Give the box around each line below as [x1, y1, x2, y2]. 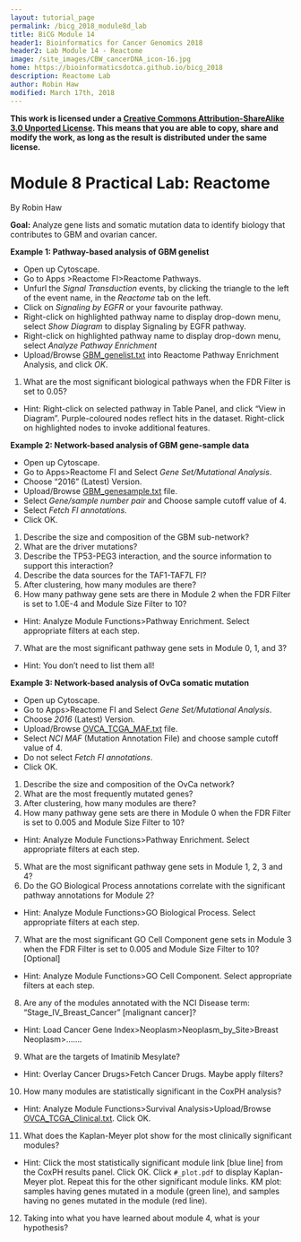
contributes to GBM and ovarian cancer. [10, 230, 158, 240]
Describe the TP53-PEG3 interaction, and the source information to [22, 551, 272, 561]
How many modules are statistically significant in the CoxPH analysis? [22, 1086, 281, 1097]
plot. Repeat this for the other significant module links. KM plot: [48, 1177, 282, 1187]
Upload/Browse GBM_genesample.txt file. [22, 486, 178, 497]
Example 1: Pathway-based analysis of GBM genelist [10, 247, 210, 257]
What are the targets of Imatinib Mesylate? [22, 1051, 180, 1063]
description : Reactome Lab [10, 72, 111, 81]
